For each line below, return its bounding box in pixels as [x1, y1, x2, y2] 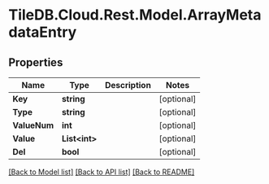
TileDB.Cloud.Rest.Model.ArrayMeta [8, 6, 262, 24]
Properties [8, 55, 63, 69]
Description [104, 80, 152, 90]
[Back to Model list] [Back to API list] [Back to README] [8, 167, 195, 177]
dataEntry [8, 23, 77, 42]
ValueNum [12, 120, 54, 131]
